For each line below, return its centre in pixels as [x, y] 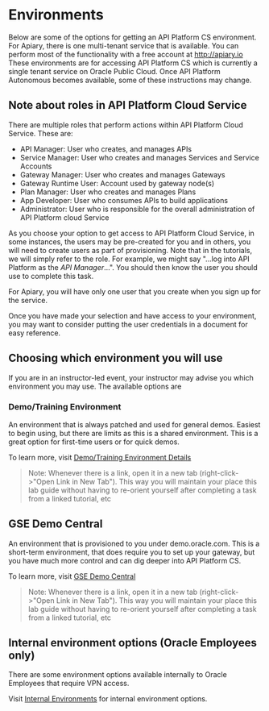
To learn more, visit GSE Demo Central [72, 576]
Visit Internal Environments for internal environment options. [108, 699]
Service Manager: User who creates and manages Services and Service [139, 157]
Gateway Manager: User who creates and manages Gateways [122, 174]
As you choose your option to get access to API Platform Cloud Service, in [132, 233]
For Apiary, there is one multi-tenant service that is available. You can [124, 45]
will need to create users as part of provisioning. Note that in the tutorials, [130, 250]
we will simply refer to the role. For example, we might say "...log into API [129, 259]
